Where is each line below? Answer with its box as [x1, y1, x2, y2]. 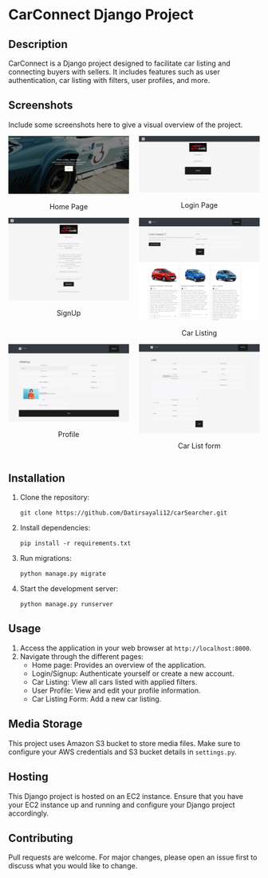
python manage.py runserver [19, 601, 113, 609]
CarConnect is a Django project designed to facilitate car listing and [8, 58, 231, 68]
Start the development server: [19, 584, 119, 594]
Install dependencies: [19, 523, 91, 533]
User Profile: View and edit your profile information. [31, 685, 201, 695]
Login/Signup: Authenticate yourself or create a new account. [31, 669, 235, 678]
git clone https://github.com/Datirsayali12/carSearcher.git [19, 509, 228, 517]
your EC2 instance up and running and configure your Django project [8, 800, 235, 809]
